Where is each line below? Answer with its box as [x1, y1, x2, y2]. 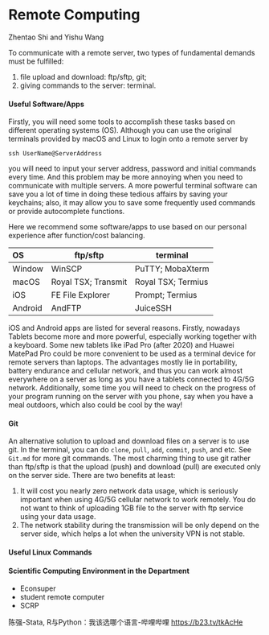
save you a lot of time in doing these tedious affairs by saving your [8, 189, 228, 199]
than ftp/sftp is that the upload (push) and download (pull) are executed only [8, 462, 261, 472]
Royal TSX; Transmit [51, 276, 128, 287]
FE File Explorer [51, 290, 111, 301]
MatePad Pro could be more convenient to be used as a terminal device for [8, 348, 256, 359]
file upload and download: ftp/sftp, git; [19, 72, 147, 81]
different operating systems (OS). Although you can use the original [8, 126, 232, 135]
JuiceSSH [135, 303, 173, 314]
